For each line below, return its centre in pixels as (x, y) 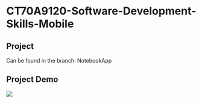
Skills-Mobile (40, 24)
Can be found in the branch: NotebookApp (59, 61)
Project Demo (32, 80)
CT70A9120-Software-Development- (101, 11)
